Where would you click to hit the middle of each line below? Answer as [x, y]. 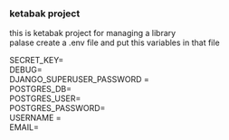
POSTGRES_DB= [41, 89]
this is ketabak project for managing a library [93, 33]
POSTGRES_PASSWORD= [57, 108]
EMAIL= [24, 127]
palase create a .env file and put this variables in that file [114, 42]
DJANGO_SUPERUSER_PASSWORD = [79, 79]
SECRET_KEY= [37, 61]
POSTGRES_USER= [45, 98]
